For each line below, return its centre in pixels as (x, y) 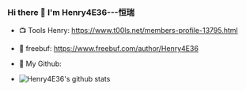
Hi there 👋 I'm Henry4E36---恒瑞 (71, 12)
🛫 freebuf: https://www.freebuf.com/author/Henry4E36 (109, 49)
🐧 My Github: (40, 64)
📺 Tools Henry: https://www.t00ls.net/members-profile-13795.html (128, 31)
